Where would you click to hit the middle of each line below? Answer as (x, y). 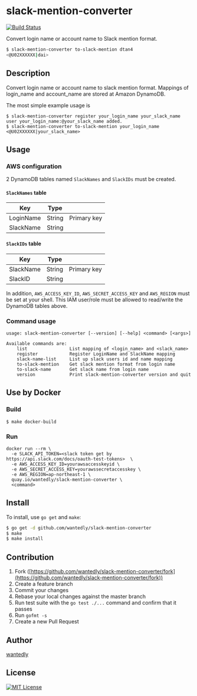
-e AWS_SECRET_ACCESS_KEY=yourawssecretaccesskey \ (76, 469)
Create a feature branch (44, 584)
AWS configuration (34, 166)
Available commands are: (37, 343)
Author (19, 640)
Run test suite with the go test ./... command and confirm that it (96, 603)
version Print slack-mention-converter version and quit (104, 375)
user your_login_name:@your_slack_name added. (64, 121)
